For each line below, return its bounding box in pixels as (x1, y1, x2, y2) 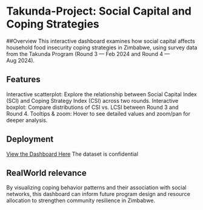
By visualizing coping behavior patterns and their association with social (6, 184, 187, 191)
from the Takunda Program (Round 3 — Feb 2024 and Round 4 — (6, 50, 170, 57)
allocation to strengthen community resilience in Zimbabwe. (6, 197, 156, 205)
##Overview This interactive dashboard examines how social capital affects (6, 37, 195, 44)
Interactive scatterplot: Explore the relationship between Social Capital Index (6, 90, 197, 98)
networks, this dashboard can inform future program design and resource (6, 191, 191, 198)
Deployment (6, 134, 54, 144)
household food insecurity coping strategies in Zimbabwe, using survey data (6, 44, 198, 51)
